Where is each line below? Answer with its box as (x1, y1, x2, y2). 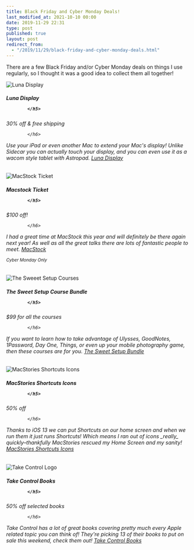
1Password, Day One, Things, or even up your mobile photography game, (6, 341, 185, 348)
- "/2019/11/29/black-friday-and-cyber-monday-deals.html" (11, 47, 160, 53)
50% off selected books (6, 503, 65, 510)
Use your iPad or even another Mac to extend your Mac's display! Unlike (6, 141, 183, 148)
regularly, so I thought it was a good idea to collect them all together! (6, 69, 174, 77)
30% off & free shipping (6, 119, 65, 127)
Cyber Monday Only (6, 257, 47, 263)
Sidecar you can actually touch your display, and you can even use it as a (6, 148, 187, 155)
